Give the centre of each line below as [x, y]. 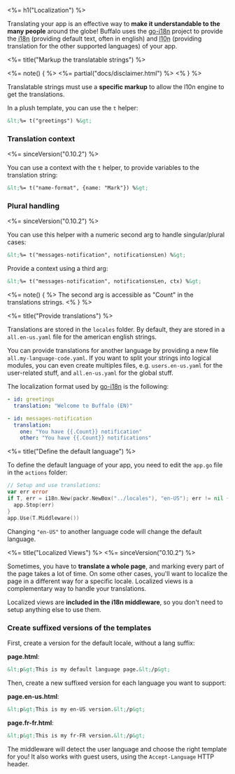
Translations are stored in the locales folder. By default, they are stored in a [116, 330]
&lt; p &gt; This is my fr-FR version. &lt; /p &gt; [76, 735]
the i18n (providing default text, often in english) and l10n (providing [105, 39]
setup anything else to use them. [54, 609]
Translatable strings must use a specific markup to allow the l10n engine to [116, 87]
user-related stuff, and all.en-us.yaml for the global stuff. [90, 373]
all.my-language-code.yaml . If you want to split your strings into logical [109, 358]
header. [18, 763]
